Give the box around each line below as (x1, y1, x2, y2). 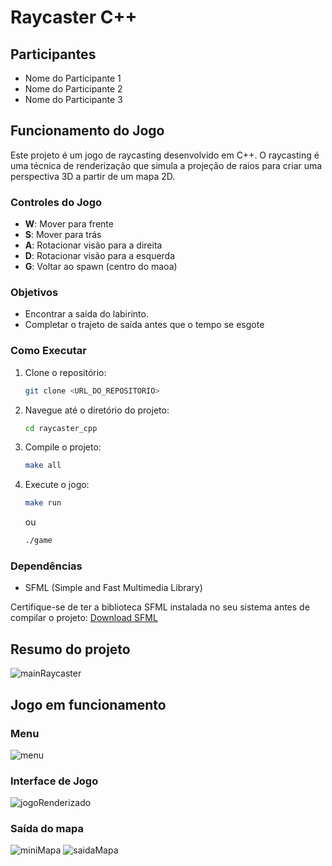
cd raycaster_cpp (24, 423, 98, 433)
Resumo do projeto (10, 641, 131, 658)
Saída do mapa (10, 822, 84, 836)
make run (24, 498, 62, 508)
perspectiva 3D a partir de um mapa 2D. (10, 170, 176, 182)
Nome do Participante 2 (24, 83, 123, 95)
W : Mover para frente (24, 218, 114, 230)
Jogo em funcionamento (10, 696, 167, 713)
